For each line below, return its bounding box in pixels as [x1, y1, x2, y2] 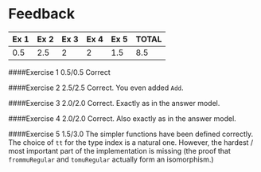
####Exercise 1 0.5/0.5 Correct [8, 67, 111, 76]
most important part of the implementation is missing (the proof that [8, 146, 231, 155]
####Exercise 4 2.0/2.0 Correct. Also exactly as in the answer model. [8, 113, 236, 123]
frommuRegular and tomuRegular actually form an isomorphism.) [8, 154, 214, 164]
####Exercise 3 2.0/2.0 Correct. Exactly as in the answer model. [8, 98, 220, 107]
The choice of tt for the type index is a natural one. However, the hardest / [8, 137, 254, 147]
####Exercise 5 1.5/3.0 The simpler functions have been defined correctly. [8, 129, 254, 139]
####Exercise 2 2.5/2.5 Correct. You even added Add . [8, 83, 185, 92]
